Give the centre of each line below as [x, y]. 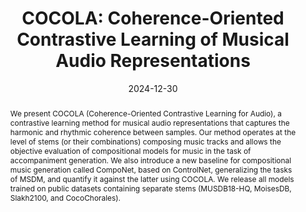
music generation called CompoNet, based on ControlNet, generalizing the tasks [151, 169]
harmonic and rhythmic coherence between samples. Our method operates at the [153, 132]
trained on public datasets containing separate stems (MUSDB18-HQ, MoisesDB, [150, 188]
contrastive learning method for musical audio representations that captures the [149, 122]
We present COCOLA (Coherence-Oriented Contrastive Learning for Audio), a [145, 113]
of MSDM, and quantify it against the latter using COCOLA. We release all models [152, 178]
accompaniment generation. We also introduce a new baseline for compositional [150, 160]
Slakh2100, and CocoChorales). [65, 197]
